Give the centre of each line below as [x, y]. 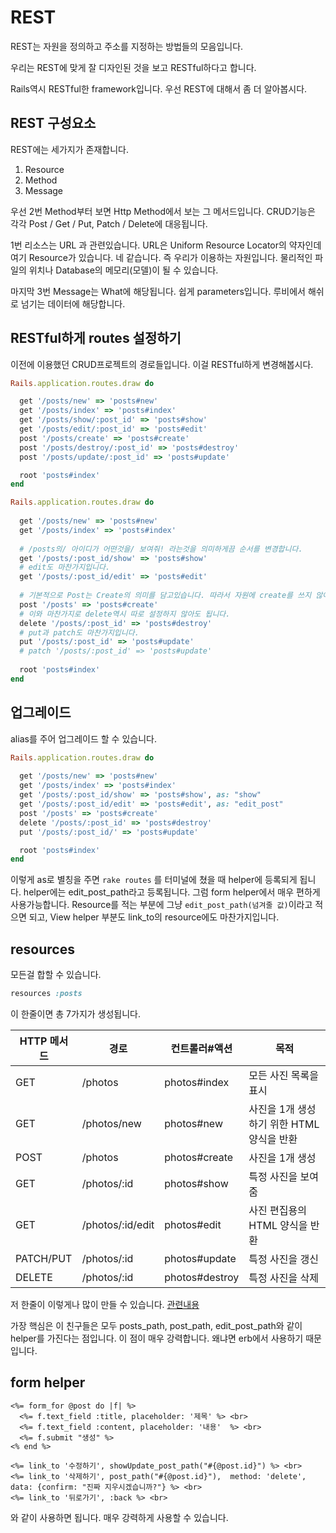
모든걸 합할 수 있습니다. [56, 975]
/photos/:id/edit [118, 1224]
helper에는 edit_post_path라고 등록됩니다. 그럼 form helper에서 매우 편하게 [172, 892]
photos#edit [193, 1224]
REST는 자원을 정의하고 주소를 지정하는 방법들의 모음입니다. [127, 46]
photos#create [199, 1157]
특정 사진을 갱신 [283, 1259]
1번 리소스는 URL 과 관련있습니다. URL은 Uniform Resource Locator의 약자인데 [166, 245]
